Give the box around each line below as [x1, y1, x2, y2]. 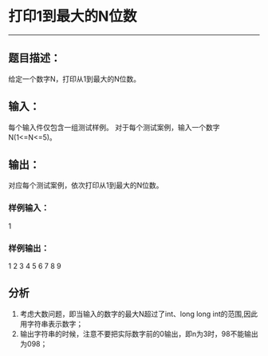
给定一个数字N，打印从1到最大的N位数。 [8, 73, 141, 84]
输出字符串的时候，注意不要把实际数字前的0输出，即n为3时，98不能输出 [19, 329, 258, 338]
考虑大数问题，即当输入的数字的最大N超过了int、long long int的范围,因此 [19, 309, 258, 318]
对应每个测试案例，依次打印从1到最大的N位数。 [8, 180, 164, 190]
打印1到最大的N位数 [8, 7, 137, 26]
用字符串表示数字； [19, 318, 84, 328]
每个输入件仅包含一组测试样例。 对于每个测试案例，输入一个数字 [8, 122, 220, 132]
